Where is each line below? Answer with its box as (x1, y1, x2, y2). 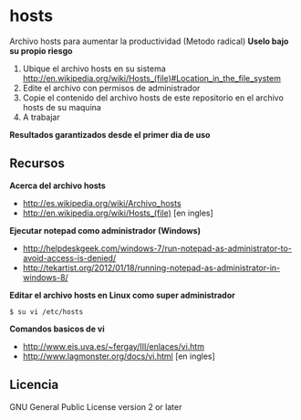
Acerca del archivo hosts (9, 180, 107, 191)
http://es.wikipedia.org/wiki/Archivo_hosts (22, 197, 182, 208)
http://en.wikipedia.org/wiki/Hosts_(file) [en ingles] (22, 207, 214, 218)
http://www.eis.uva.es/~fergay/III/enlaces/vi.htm (22, 341, 205, 352)
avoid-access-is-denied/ (22, 252, 117, 263)
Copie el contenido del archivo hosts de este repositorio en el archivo (22, 92, 285, 103)
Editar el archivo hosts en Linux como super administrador (9, 289, 235, 300)
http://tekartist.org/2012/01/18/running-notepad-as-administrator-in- (22, 262, 281, 273)
